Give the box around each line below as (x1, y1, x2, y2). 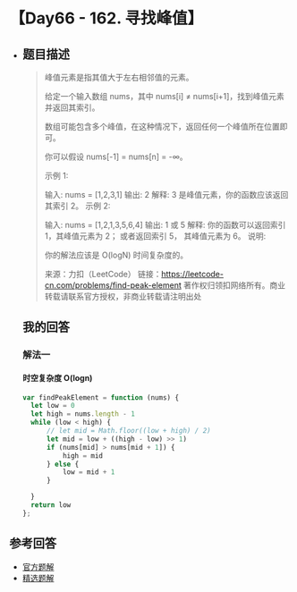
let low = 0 (30, 402, 75, 410)
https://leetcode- (160, 269, 224, 279)
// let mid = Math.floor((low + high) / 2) (46, 427, 212, 436)
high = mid (62, 451, 103, 461)
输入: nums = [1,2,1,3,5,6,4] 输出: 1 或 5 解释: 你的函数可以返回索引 (44, 220, 286, 230)
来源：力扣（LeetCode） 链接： (44, 269, 162, 279)
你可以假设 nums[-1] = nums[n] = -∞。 (44, 151, 188, 162)
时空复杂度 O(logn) (21, 372, 93, 383)
